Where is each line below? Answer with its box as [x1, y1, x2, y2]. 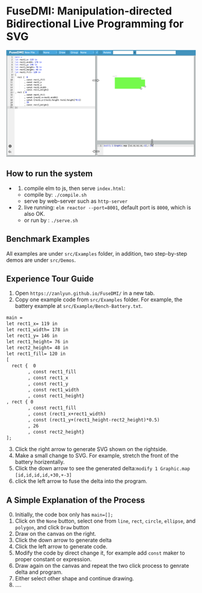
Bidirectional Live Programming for [6, 17, 184, 31]
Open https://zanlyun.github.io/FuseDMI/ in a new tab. [14, 290, 155, 297]
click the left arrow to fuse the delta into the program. [14, 478, 147, 485]
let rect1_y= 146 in [6, 333, 58, 339]
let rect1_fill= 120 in [6, 351, 66, 357]
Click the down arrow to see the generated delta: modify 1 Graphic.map [14, 465, 191, 472]
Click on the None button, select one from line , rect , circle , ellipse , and [14, 517, 196, 524]
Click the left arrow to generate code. [14, 543, 108, 550]
